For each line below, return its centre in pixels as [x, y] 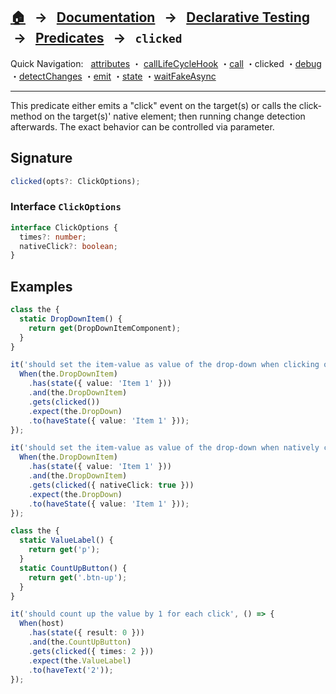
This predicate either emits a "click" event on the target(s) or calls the [153, 105]
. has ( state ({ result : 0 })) [86, 633]
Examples [41, 286]
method [26, 116]
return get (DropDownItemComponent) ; [105, 328]
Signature [41, 158]
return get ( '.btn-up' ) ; [78, 577]
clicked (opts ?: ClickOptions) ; [75, 181]
